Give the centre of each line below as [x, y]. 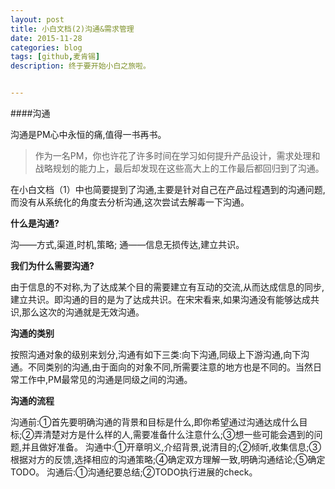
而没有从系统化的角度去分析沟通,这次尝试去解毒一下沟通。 [130, 202]
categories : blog [46, 47]
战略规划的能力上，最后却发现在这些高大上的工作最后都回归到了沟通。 [179, 168]
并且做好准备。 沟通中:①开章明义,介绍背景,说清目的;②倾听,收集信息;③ [171, 447]
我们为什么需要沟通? [52, 265]
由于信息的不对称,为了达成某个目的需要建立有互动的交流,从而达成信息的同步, [167, 287]
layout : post [37, 19]
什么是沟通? [35, 223]
